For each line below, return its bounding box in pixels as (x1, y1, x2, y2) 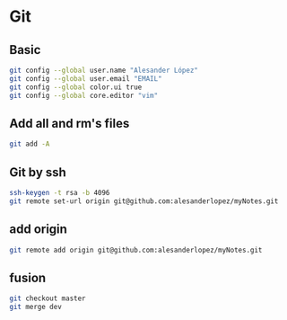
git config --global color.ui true (9, 83, 143, 92)
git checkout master (9, 294, 87, 303)
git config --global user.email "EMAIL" (9, 74, 163, 83)
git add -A (9, 139, 50, 149)
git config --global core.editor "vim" (9, 91, 159, 100)
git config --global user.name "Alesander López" (9, 66, 199, 75)
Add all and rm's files (9, 115, 130, 131)
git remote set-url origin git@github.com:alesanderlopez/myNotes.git (9, 196, 279, 206)
